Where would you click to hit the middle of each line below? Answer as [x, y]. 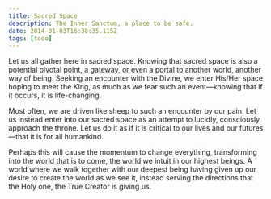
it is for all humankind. [67, 137]
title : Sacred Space [43, 16]
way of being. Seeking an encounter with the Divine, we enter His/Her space [136, 78]
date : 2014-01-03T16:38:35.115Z [63, 31]
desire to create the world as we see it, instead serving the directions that [131, 178]
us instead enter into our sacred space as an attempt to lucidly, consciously [134, 120]
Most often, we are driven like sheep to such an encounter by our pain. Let [133, 111]
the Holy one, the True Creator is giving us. [80, 187]
